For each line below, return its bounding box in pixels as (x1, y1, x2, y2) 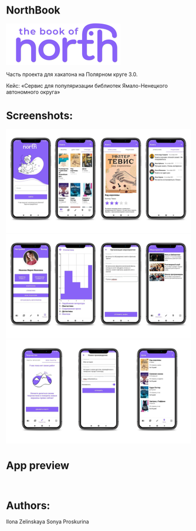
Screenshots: (6, 109, 73, 122)
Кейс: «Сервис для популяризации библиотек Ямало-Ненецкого (6, 82, 168, 89)
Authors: (6, 499, 50, 512)
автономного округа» (6, 88, 60, 95)
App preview (6, 459, 69, 472)
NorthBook (6, 4, 60, 17)
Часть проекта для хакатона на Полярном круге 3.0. (6, 71, 138, 78)
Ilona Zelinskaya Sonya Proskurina (6, 518, 89, 525)
